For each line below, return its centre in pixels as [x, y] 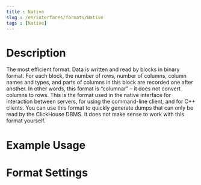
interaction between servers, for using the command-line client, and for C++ [101, 102]
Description [36, 53]
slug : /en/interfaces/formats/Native [55, 17]
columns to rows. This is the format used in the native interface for [89, 95]
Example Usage [46, 145]
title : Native [25, 12]
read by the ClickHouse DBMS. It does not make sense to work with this [95, 114]
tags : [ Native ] [26, 23]
